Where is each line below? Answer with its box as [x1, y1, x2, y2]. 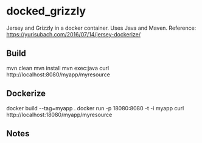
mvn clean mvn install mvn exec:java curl [6, 64, 110, 71]
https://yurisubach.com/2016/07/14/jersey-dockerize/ [6, 30, 141, 38]
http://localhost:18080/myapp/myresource [6, 111, 113, 118]
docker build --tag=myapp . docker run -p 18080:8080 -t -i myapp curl [6, 104, 184, 111]
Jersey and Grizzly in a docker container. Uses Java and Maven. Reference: [6, 24, 197, 32]
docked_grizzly [6, 4, 86, 18]
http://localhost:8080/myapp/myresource [6, 71, 111, 78]
